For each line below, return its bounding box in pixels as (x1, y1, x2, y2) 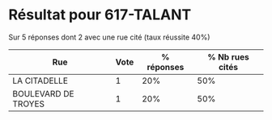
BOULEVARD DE (12, 88, 74, 99)
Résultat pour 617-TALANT (8, 6, 192, 24)
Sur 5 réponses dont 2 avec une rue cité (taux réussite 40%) (8, 32, 210, 42)
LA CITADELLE (12, 75, 69, 86)
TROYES (12, 98, 45, 110)
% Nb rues (207, 51, 249, 62)
